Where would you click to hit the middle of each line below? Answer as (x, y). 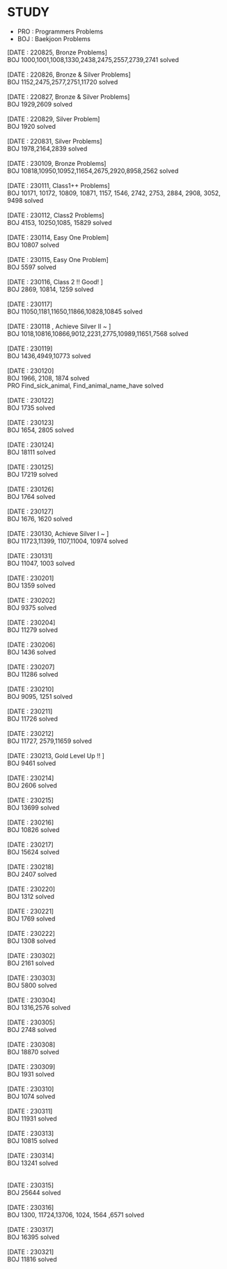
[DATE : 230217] (30, 845)
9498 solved (25, 200)
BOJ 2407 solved (32, 874)
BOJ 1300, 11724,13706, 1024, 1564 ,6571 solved (76, 1215)
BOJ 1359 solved (31, 585)
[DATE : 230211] (30, 711)
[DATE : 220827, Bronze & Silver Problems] (69, 97)
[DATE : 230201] (31, 578)
